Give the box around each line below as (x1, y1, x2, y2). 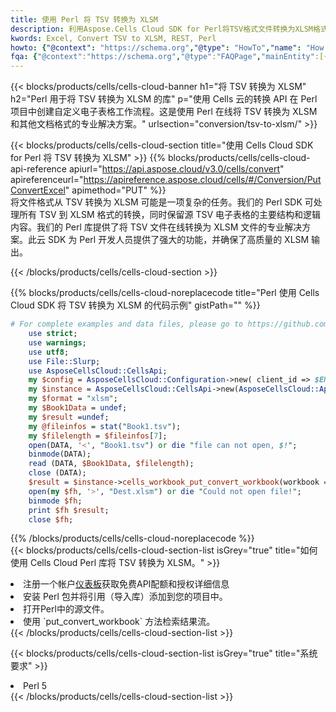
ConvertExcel (10, 184, 66, 196)
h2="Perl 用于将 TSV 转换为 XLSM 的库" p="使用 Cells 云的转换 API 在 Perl (10, 93, 318, 105)
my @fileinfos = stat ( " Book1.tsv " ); (28, 421, 182, 431)
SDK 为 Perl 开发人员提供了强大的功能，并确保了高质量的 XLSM (47, 234, 310, 246)
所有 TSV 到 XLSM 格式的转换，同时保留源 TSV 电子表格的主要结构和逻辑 (18, 209, 322, 221)
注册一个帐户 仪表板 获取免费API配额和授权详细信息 (23, 578, 230, 590)
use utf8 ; (28, 347, 70, 357)
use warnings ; (28, 337, 87, 348)
